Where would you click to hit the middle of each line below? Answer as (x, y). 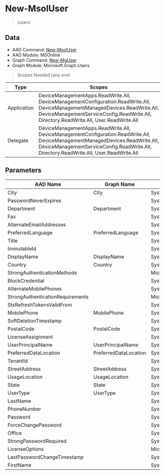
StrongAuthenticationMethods (42, 273)
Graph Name (120, 184)
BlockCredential (26, 281)
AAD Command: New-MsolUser (44, 49)
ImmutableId (22, 249)
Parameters (23, 170)
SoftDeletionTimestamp (35, 321)
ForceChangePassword (35, 425)
